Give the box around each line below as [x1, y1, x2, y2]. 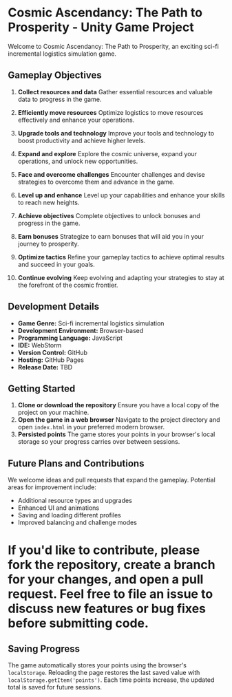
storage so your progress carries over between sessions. [17, 438, 180, 446]
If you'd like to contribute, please [8, 542, 200, 558]
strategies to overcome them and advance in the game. [17, 178, 175, 186]
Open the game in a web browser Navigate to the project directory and [17, 416, 220, 424]
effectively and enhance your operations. [17, 116, 135, 124]
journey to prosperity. [17, 239, 80, 248]
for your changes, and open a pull [8, 572, 204, 588]
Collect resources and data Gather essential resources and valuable [17, 87, 213, 96]
